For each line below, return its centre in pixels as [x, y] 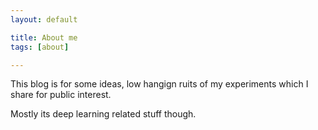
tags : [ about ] [40, 47]
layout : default [44, 19]
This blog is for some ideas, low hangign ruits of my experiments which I [159, 84]
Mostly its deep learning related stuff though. [103, 114]
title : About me [44, 37]
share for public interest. [61, 95]
